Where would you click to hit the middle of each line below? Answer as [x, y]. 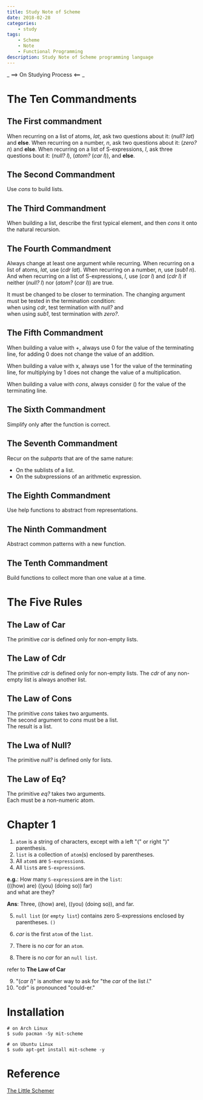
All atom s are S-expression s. [50, 861]
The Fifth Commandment [55, 333]
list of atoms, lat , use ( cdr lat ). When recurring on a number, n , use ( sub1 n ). [101, 270]
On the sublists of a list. [45, 470]
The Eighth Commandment [59, 496]
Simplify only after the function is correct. [59, 424]
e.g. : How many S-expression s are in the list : [65, 879]
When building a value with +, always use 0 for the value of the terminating [100, 347]
